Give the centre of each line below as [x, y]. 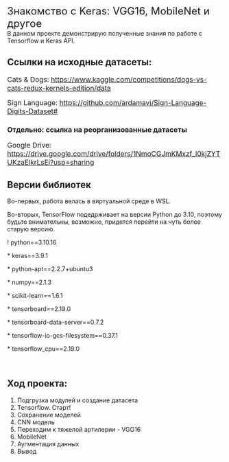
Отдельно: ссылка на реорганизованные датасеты [97, 130]
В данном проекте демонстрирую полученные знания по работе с [105, 33]
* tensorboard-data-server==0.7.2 [56, 322]
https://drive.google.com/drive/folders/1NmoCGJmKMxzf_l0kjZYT [114, 154]
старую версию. [31, 229]
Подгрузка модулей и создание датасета [77, 400]
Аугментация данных [48, 443]
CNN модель [36, 422]
